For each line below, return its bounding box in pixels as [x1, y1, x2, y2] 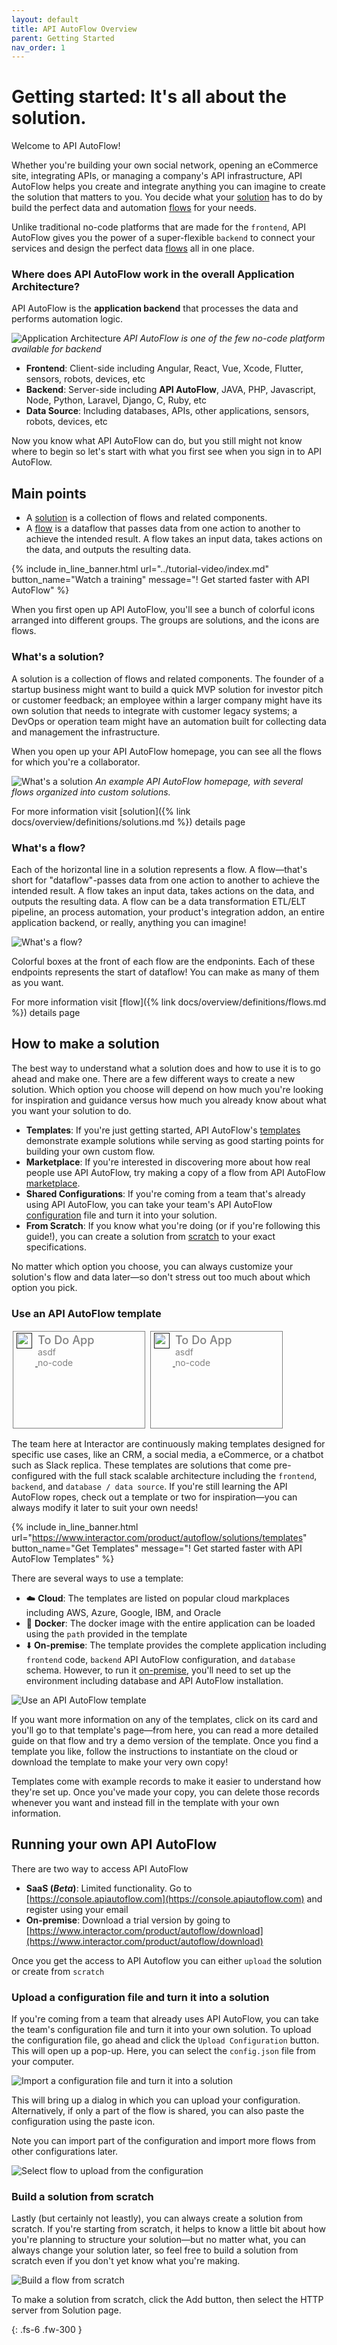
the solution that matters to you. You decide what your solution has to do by [11, 191, 323, 203]
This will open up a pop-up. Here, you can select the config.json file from [11, 2045, 316, 2057]
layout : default [11, 14, 79, 25]
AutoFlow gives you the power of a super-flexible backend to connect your [11, 232, 316, 244]
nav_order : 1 [11, 42, 66, 53]
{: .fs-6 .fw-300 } [11, 2324, 83, 2336]
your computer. [11, 2056, 75, 2068]
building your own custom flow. [25, 1145, 156, 1157]
